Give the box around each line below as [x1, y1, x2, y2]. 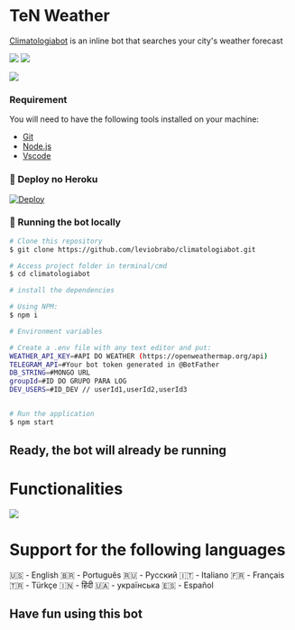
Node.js [22, 141, 52, 152]
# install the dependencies [9, 286, 115, 295]
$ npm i [9, 310, 39, 320]
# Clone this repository [9, 236, 103, 246]
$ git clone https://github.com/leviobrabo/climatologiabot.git [9, 245, 256, 254]
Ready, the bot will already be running [9, 443, 227, 459]
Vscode [22, 151, 51, 162]
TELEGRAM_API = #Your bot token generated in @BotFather [9, 360, 220, 369]
